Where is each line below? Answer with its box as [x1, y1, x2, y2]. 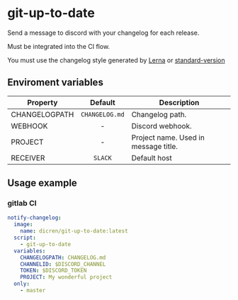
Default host [131, 152, 172, 162]
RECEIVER [11, 152, 45, 162]
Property [27, 97, 58, 107]
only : [13, 280, 30, 288]
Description [159, 97, 200, 107]
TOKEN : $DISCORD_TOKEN [20, 267, 87, 274]
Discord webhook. [131, 121, 193, 130]
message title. [131, 141, 178, 151]
